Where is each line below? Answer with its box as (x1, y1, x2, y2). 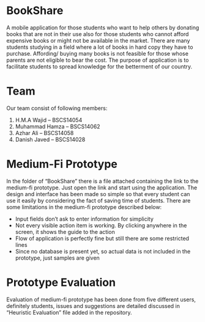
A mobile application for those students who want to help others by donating (6, 24, 199, 31)
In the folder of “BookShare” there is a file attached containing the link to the (6, 177, 199, 185)
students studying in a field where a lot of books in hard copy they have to (6, 43, 193, 51)
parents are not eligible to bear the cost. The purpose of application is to (6, 56, 189, 64)
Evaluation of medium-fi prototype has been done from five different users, (6, 296, 196, 303)
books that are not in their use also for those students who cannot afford (6, 30, 189, 37)
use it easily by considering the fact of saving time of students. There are (6, 197, 191, 204)
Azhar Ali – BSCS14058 (15, 129, 74, 136)
